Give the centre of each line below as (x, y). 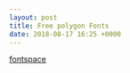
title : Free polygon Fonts (59, 26)
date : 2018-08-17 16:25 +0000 (65, 34)
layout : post (33, 17)
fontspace (28, 60)
